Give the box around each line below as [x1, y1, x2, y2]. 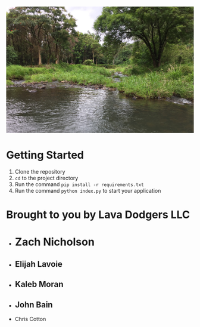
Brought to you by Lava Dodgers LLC [6, 208, 190, 221]
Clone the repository [14, 168, 65, 175]
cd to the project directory [14, 174, 79, 182]
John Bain [14, 300, 53, 310]
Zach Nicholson [14, 235, 95, 249]
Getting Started [6, 149, 85, 162]
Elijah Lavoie [14, 259, 62, 269]
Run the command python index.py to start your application [14, 187, 161, 195]
